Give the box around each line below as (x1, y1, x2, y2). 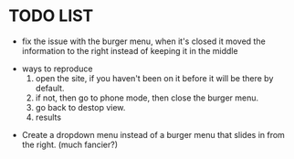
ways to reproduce (21, 63, 93, 74)
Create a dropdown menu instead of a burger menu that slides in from (21, 129, 285, 140)
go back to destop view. (35, 101, 126, 112)
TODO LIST (8, 5, 94, 26)
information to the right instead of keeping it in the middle (21, 45, 238, 56)
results (35, 111, 61, 122)
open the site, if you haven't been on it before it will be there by (35, 72, 274, 83)
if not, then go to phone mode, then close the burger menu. (35, 92, 259, 103)
